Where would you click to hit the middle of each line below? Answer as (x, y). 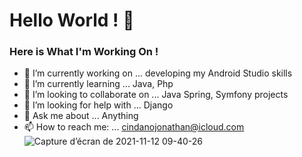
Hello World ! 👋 (72, 20)
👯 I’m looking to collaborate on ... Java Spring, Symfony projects (156, 95)
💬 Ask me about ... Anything (81, 116)
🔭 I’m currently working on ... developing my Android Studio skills (158, 73)
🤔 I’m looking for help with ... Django (98, 105)
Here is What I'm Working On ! (84, 52)
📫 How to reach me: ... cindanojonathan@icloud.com (134, 127)
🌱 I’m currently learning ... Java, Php (98, 84)
